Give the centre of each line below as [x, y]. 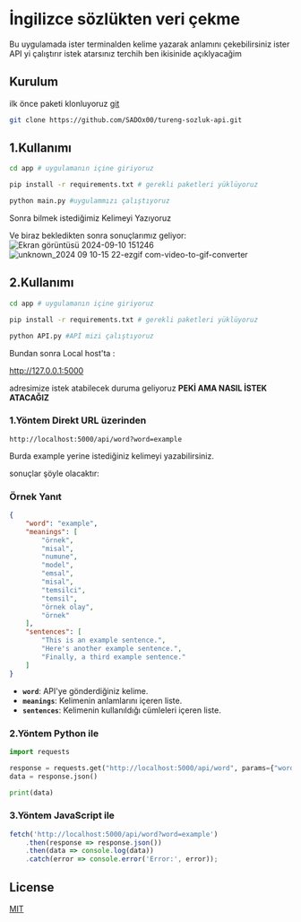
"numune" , [60, 557]
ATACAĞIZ [29, 397]
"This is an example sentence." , [104, 641]
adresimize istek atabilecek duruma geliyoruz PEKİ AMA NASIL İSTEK [138, 388]
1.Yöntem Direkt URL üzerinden [78, 420]
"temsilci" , [64, 590]
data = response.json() [54, 777]
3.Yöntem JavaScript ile [62, 815]
